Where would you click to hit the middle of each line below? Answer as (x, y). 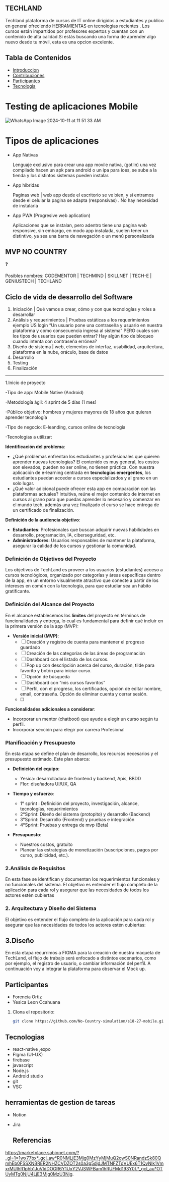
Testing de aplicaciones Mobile (72, 106)
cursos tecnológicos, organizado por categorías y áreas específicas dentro (83, 575)
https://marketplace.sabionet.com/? (42, 1152)
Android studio (28, 1076)
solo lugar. (23, 483)
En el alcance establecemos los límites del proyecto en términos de (75, 615)
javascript (23, 1065)
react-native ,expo (32, 1049)
